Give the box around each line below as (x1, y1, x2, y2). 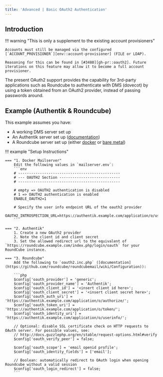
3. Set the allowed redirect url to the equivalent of (14, 239, 127, 244)
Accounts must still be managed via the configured (5, 47, 112, 52)
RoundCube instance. (5, 247, 47, 253)
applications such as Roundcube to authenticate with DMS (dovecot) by (5, 82, 148, 88)
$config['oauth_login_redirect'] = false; (14, 366, 101, 372)
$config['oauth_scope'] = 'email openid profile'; (14, 345, 118, 350)
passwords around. (5, 93, 44, 99)
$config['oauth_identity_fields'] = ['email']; (14, 349, 112, 355)
